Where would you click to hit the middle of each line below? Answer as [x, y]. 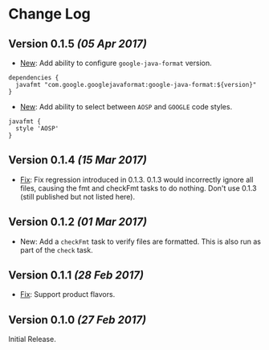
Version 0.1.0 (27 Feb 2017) [77, 320]
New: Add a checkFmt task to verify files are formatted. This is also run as [140, 241]
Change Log [49, 14]
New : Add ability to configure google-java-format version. [116, 63]
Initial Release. [32, 340]
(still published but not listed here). [77, 196]
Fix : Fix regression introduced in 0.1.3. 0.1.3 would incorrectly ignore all [137, 179]
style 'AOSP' [37, 129]
